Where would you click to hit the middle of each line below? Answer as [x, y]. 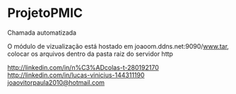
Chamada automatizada [42, 33]
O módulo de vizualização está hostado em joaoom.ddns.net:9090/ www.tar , [118, 46]
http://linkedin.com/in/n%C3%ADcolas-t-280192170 [83, 67]
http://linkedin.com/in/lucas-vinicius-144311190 [76, 75]
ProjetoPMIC [45, 13]
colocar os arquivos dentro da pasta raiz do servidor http [90, 54]
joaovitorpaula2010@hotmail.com [56, 82]
